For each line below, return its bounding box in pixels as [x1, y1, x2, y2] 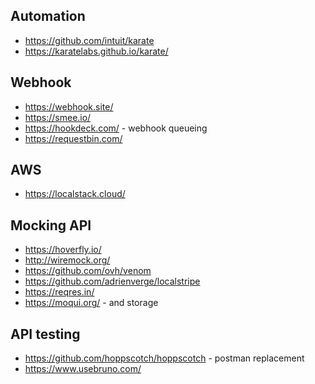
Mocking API [10, 217, 92, 234]
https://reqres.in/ [24, 286, 95, 298]
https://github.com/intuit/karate [24, 34, 155, 46]
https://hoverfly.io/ [24, 244, 102, 256]
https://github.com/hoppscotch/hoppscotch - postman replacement [24, 352, 305, 364]
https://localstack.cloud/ [24, 188, 126, 200]
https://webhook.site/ [24, 100, 114, 113]
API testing [10, 325, 81, 343]
